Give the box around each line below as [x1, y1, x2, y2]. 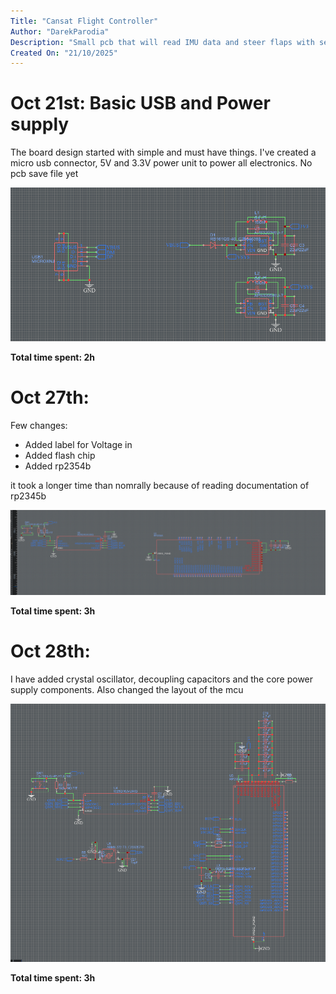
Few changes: [10, 420, 68, 431]
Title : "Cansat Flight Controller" [10, 16, 159, 26]
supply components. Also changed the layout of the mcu [10, 683, 244, 695]
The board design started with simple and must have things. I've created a [10, 146, 317, 159]
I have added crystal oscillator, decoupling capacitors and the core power [10, 673, 314, 685]
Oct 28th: [10, 640, 91, 663]
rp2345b [10, 490, 47, 502]
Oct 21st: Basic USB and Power [10, 92, 271, 115]
